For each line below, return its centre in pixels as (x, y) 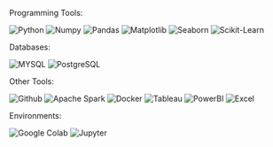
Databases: (30, 47)
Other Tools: (32, 81)
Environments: (35, 116)
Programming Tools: (46, 13)
